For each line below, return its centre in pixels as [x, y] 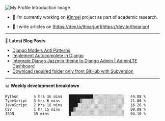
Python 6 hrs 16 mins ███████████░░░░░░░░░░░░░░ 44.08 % [76, 96]
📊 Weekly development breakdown [42, 86]
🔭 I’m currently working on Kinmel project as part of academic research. [85, 17]
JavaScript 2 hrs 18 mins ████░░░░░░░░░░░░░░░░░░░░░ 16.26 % [76, 105]
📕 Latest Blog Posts [25, 41]
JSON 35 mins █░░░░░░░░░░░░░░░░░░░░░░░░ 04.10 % [76, 114]
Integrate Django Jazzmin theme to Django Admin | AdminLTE [75, 61]
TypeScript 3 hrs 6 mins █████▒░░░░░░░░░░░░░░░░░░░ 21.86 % [76, 101]
